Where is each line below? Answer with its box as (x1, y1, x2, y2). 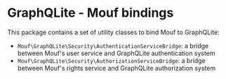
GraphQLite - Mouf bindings (7, 5, 174, 21)
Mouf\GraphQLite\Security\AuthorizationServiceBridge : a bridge (17, 56, 206, 64)
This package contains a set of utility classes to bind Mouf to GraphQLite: (7, 28, 220, 36)
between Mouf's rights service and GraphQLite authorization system (17, 64, 216, 72)
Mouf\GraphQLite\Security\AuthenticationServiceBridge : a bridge (17, 41, 209, 50)
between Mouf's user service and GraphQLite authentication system (17, 49, 215, 57)
